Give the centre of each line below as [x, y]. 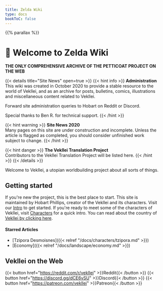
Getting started [29, 185]
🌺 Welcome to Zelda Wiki [57, 53]
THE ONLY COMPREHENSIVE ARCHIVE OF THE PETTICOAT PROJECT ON [81, 66]
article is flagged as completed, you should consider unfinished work [75, 135]
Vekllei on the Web [34, 261]
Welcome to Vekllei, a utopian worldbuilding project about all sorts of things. [82, 170]
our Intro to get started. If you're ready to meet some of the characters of [79, 208]
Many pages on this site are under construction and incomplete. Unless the [81, 130]
